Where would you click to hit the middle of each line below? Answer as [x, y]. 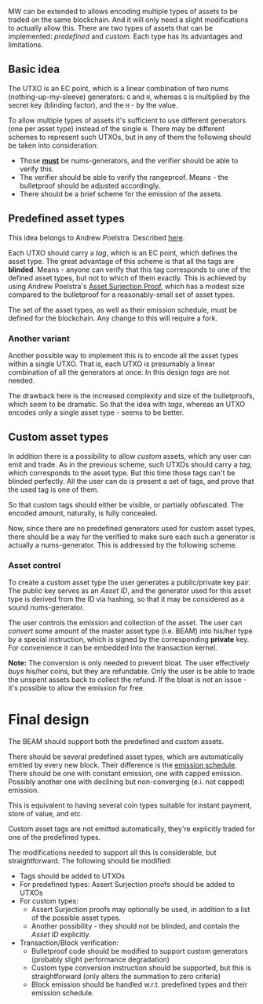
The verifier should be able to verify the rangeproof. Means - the [124, 177]
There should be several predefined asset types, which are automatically [126, 757]
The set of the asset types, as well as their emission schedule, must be [123, 310]
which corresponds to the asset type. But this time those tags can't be [122, 473]
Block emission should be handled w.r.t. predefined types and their [139, 984]
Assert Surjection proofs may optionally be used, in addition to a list [141, 909]
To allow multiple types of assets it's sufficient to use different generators [127, 120]
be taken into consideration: [53, 145]
